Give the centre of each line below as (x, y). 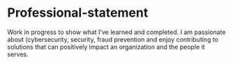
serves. (18, 54)
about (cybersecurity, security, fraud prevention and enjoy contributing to (113, 39)
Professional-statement (78, 13)
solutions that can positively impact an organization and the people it (106, 47)
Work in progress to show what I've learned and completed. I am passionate (116, 32)
